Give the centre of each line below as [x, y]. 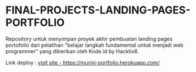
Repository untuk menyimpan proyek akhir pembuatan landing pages [89, 39]
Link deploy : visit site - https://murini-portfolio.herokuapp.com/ [83, 63]
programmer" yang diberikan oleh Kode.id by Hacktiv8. [72, 51]
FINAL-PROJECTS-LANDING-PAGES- [98, 10]
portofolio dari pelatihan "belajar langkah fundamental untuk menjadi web [94, 45]
